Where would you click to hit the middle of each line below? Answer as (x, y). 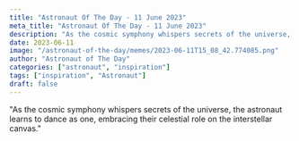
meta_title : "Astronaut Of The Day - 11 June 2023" (108, 26)
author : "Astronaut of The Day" (70, 59)
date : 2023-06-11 (42, 42)
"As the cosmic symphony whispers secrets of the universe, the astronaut (146, 109)
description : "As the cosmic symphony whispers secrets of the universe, (150, 34)
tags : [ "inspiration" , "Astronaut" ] (78, 76)
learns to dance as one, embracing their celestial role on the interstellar (141, 119)
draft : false (34, 84)
